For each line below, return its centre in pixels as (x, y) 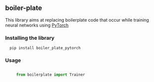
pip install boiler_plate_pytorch (45, 48)
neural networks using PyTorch (37, 25)
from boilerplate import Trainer (51, 75)
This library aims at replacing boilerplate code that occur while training (77, 20)
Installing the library (30, 38)
